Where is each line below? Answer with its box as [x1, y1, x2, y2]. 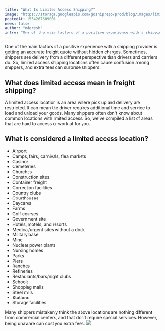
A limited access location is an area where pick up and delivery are [5, 99, 140, 105]
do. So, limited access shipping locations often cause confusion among [5, 60, 150, 65]
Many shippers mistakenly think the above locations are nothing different [5, 309, 153, 315]
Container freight [12, 179, 47, 185]
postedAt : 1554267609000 [5, 16, 56, 21]
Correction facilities [12, 184, 53, 190]
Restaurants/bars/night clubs [12, 273, 71, 279]
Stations [12, 294, 29, 300]
